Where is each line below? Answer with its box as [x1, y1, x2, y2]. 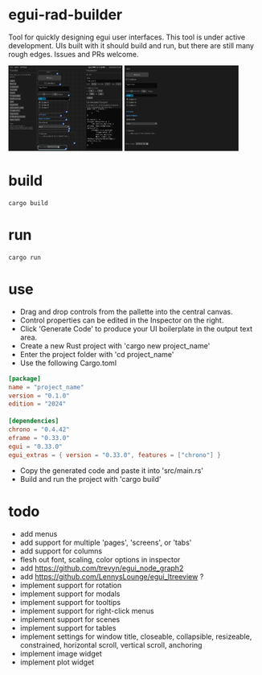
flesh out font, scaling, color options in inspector [19, 554, 181, 564]
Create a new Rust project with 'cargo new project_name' [19, 340, 211, 351]
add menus [19, 529, 58, 538]
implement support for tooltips [19, 597, 121, 607]
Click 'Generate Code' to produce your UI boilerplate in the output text [19, 323, 253, 333]
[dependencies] [8, 417, 59, 426]
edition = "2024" [8, 400, 67, 408]
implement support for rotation [19, 580, 122, 590]
